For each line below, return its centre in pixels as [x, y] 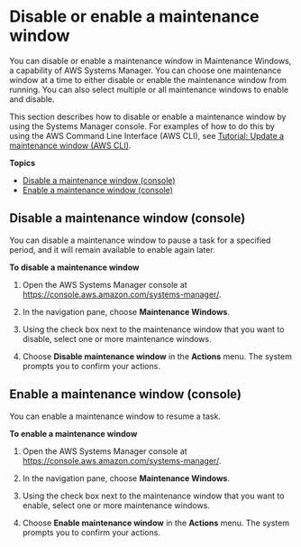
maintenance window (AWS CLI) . [70, 145]
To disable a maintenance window [74, 267]
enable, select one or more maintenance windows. [116, 505]
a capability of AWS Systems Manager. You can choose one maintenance [146, 70]
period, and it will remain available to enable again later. [112, 249]
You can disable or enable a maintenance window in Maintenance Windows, [150, 60]
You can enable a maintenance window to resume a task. [115, 416]
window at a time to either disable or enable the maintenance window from [148, 79]
